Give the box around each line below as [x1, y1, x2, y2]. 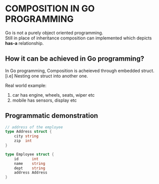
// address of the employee [5, 124, 63, 130]
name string [14, 161, 46, 166]
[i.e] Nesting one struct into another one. [5, 73, 88, 79]
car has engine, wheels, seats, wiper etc [12, 92, 95, 98]
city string [14, 134, 39, 139]
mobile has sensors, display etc [12, 97, 77, 103]
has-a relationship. [5, 40, 44, 46]
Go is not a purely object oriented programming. [5, 30, 104, 36]
